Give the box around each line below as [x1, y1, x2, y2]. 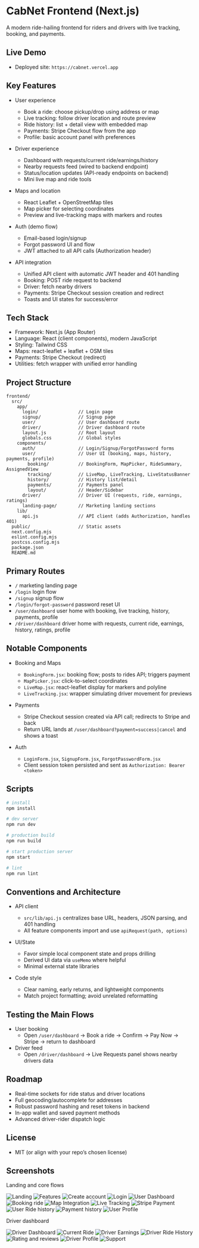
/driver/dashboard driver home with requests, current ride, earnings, [14, 620, 184, 627]
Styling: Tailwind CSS [14, 341, 67, 348]
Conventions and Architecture [6, 887, 121, 897]
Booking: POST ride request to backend [23, 276, 122, 284]
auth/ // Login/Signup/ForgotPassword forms [21, 445, 175, 451]
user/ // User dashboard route [21, 419, 140, 426]
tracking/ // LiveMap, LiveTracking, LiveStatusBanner [27, 472, 191, 478]
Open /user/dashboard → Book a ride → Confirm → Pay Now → [23, 1032, 179, 1039]
